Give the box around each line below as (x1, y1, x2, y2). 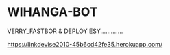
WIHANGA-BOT (7, 4, 98, 20)
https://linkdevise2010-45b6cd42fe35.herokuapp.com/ (7, 40, 163, 48)
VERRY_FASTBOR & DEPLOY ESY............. (7, 27, 123, 35)
